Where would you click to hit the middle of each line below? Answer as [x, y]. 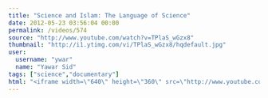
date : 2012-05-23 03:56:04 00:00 [64, 23]
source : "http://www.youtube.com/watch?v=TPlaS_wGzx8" [101, 38]
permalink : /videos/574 [48, 30]
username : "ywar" [44, 60]
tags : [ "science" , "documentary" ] [64, 74]
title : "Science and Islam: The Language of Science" [100, 15]
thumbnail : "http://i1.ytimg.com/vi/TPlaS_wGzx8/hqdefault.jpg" [117, 45]
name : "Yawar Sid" [46, 67]
